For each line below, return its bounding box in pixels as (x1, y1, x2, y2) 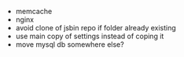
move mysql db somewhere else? (15, 40, 124, 49)
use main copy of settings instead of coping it (15, 31, 164, 41)
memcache (15, 7, 53, 16)
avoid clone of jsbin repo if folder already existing (15, 23, 177, 32)
